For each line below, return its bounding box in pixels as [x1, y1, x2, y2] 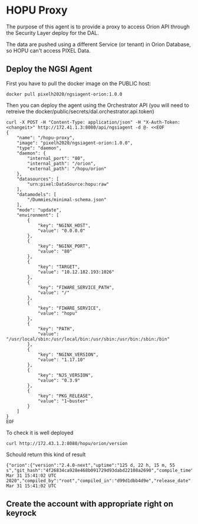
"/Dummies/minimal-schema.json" [27, 196, 107, 202]
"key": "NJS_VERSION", [37, 372, 94, 378]
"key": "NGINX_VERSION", [37, 352, 99, 358]
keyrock [6, 508, 37, 518]
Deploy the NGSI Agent [6, 64, 93, 74]
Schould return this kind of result [6, 451, 86, 458]
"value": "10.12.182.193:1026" [37, 269, 115, 275]
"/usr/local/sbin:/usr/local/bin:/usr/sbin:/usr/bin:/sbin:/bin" [6, 336, 170, 342]
